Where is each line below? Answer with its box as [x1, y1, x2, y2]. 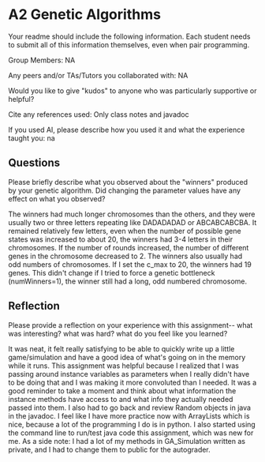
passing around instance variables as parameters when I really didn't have [8, 369, 250, 378]
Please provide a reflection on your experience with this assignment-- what [8, 320, 253, 329]
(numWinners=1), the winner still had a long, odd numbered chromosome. [8, 276, 247, 286]
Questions [8, 156, 61, 170]
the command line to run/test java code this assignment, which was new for [8, 428, 254, 438]
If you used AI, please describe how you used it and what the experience [8, 125, 245, 134]
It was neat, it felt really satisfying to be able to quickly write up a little [8, 344, 235, 353]
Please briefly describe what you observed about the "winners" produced [8, 177, 248, 186]
